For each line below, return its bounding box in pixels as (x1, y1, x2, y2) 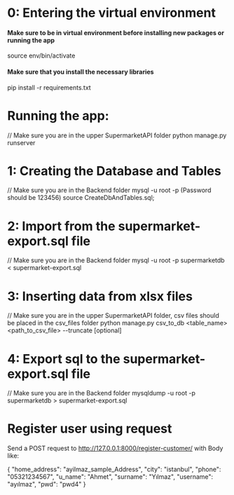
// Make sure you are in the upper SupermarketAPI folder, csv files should (7, 311, 219, 320)
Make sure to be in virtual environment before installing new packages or (7, 28, 224, 36)
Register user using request (7, 421, 172, 437)
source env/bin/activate (7, 51, 76, 60)
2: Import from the (7, 218, 116, 234)
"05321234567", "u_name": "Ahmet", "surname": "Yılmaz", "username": (7, 473, 214, 481)
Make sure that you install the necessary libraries (7, 67, 154, 76)
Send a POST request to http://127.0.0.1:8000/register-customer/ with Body (7, 444, 223, 453)
